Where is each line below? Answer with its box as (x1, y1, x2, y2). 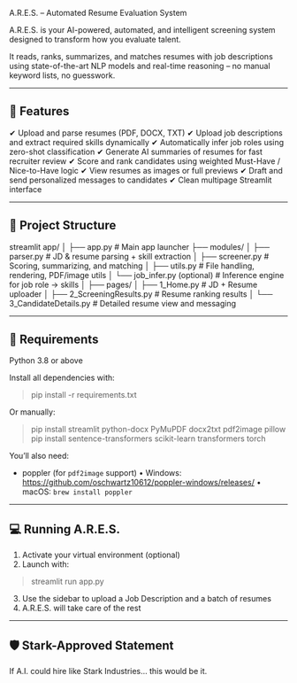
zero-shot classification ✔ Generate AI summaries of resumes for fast (9, 146, 263, 157)
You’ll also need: (9, 451, 69, 462)
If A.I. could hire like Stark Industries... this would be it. (9, 666, 208, 677)
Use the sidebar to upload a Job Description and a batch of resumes (21, 594, 272, 604)
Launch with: (21, 559, 70, 570)
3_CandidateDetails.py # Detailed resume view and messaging (9, 298, 237, 308)
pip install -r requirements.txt (30, 390, 137, 400)
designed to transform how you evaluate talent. (9, 35, 181, 44)
